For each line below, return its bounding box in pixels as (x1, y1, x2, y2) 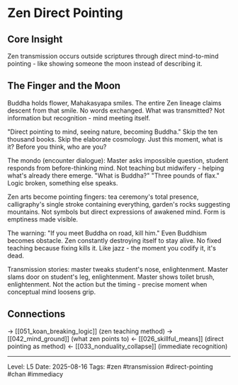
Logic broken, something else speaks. (7, 178, 118, 187)
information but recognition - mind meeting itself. (7, 113, 151, 122)
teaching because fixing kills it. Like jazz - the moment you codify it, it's (7, 243, 216, 252)
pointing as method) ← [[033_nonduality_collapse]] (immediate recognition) (7, 342, 228, 350)
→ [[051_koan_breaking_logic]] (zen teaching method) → (7, 327, 174, 335)
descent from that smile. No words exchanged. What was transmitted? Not (7, 106, 225, 115)
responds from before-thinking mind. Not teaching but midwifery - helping (7, 163, 225, 172)
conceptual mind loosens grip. (7, 287, 96, 296)
